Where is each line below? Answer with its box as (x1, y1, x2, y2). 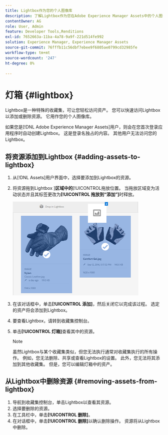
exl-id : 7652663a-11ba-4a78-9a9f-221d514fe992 (5, 34, 104, 39)
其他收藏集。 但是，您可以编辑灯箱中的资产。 (21, 361, 115, 367)
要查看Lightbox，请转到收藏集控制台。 (12, 318, 92, 324)
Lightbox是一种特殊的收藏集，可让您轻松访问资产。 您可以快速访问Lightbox (5, 107, 161, 113)
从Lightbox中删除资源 (5, 377, 73, 386)
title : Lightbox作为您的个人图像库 (5, 8, 72, 13)
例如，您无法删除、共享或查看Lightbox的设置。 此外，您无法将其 (22, 355, 156, 361)
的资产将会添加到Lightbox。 (12, 307, 70, 313)
